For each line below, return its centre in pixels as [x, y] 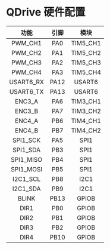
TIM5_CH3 [86, 62]
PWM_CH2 [27, 53]
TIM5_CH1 [86, 43]
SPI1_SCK [27, 140]
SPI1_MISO [27, 159]
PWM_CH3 [27, 62]
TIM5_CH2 [86, 53]
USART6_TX [26, 91]
